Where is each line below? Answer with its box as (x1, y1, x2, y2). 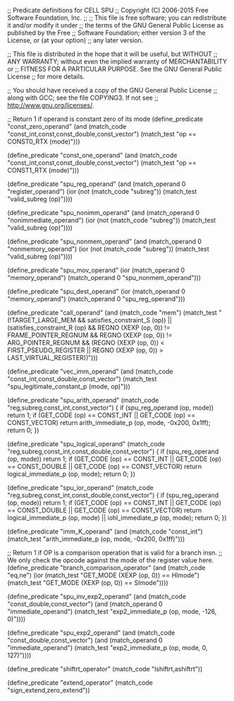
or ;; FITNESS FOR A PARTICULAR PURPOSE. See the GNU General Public (7, 65, 222, 73)
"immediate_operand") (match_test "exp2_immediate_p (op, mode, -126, (7, 608, 217, 615)
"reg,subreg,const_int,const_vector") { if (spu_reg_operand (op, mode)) (7, 403, 214, 412)
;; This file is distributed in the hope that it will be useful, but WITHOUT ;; (7, 50, 218, 58)
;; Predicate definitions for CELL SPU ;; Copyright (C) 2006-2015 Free (7, 6, 209, 14)
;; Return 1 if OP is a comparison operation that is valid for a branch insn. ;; (7, 548, 223, 557)
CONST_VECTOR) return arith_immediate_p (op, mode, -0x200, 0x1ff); (7, 419, 211, 427)
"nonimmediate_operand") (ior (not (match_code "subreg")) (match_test (7, 216, 216, 224)
